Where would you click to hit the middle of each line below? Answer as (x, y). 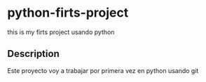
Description (33, 54)
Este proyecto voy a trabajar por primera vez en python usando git (103, 70)
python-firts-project (68, 13)
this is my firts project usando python (61, 32)
